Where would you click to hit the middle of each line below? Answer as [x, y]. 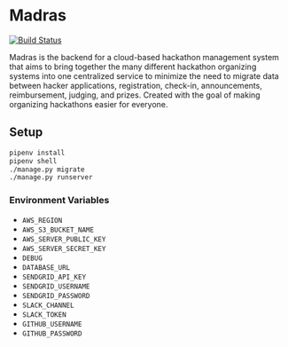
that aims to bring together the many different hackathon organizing [133, 67]
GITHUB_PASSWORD [52, 334]
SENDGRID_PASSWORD [56, 296]
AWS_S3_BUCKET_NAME [58, 230]
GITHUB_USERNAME [52, 324]
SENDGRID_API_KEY [54, 277]
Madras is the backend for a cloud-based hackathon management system [144, 57]
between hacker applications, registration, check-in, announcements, [136, 85]
